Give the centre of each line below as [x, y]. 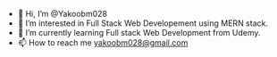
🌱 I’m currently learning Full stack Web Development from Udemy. [139, 33]
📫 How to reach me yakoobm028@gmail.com [103, 43]
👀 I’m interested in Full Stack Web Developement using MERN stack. [143, 23]
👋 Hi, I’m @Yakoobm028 [62, 14]
